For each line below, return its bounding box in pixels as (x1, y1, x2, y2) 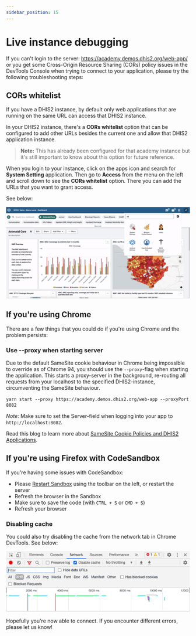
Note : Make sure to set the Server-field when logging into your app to (6, 412, 173, 419)
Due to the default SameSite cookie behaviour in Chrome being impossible (6, 359, 185, 366)
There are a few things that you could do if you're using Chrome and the (6, 325, 180, 332)
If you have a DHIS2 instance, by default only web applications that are (6, 106, 177, 113)
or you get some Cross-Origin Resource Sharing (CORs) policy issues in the (6, 61, 188, 68)
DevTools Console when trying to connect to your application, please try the (6, 67, 189, 74)
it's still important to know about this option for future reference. (20, 154, 175, 161)
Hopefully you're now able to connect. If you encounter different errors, (6, 617, 178, 624)
